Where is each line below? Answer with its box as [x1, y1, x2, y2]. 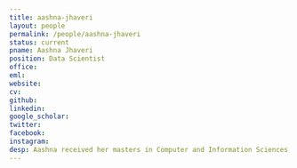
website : [9, 79, 42, 88]
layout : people [9, 21, 66, 30]
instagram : [9, 137, 50, 146]
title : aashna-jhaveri [9, 12, 93, 22]
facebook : [9, 129, 46, 138]
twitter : [9, 121, 42, 130]
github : [9, 95, 38, 105]
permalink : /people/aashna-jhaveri [9, 29, 141, 38]
